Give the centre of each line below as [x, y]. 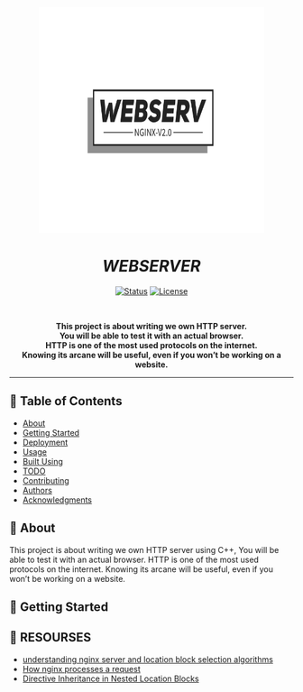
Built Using [42, 461]
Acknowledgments [57, 500]
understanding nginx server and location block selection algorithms [147, 659]
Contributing [46, 480]
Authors [37, 490]
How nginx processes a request [82, 669]
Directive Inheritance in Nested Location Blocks [111, 678]
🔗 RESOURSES [50, 637]
